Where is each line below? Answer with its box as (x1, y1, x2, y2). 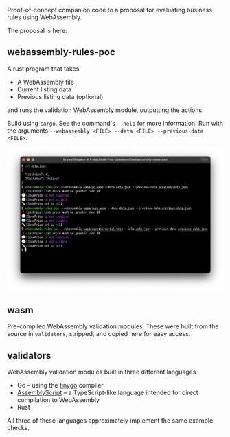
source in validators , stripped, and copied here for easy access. (7, 330, 191, 338)
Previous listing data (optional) (16, 92, 104, 100)
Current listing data (16, 85, 72, 93)
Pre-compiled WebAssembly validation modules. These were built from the (7, 322, 219, 330)
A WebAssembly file (16, 78, 74, 86)
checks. (7, 423, 30, 432)
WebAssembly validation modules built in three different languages (7, 368, 196, 376)
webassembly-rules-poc (7, 46, 115, 58)
